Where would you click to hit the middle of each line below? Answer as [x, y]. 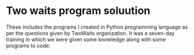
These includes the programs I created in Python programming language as [97, 27]
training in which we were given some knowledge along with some [86, 39]
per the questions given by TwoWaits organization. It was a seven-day [90, 33]
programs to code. [28, 46]
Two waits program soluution [78, 11]
